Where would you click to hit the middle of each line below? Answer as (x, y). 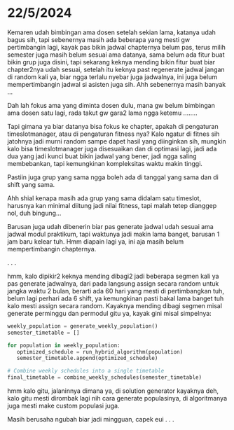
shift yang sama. (31, 184)
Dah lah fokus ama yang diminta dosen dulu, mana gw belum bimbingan (111, 105)
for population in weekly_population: (64, 345)
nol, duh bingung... (34, 213)
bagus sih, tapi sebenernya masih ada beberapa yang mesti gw (99, 39)
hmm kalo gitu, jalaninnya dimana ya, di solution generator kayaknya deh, (113, 391)
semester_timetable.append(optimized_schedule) (87, 359)
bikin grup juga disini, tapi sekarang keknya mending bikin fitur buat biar (111, 62)
